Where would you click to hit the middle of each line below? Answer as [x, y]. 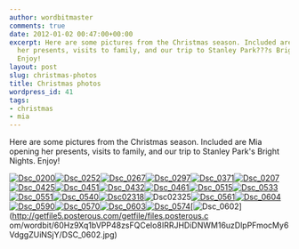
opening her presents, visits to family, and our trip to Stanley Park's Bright [145, 151]
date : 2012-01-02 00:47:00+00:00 [71, 34]
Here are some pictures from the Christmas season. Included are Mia [136, 142]
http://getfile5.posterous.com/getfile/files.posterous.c [110, 216]
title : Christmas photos [55, 84]
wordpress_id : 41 [41, 92]
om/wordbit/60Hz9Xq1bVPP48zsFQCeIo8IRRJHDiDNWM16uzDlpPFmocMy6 [149, 225]
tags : [19, 100]
